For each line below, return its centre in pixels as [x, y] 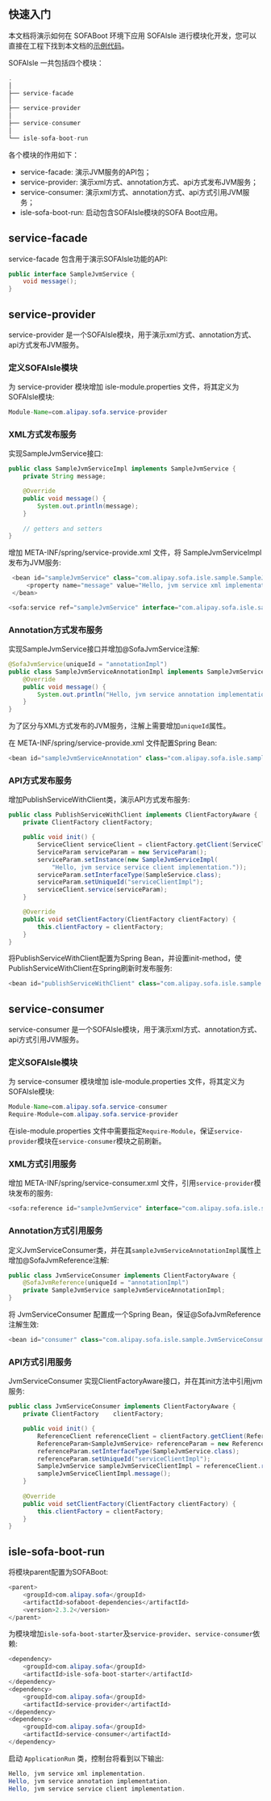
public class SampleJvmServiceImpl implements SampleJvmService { [122, 469]
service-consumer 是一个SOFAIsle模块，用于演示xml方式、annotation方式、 [135, 1030]
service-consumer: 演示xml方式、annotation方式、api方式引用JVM [131, 192]
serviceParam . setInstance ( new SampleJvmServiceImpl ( [128, 859]
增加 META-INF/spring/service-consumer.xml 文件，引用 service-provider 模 [135, 1183]
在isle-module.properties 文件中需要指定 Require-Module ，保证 [111, 1131]
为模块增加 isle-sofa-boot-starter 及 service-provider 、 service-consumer [131, 1634]
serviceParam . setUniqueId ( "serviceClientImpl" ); [121, 882]
